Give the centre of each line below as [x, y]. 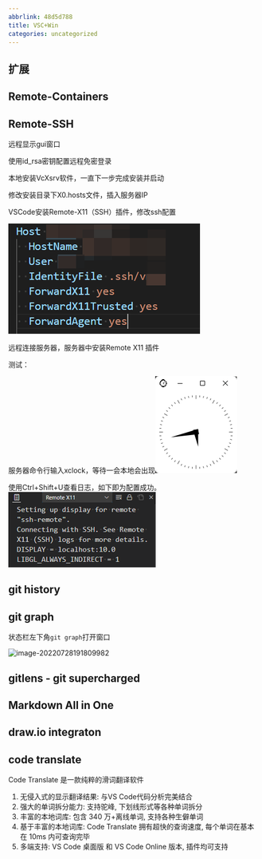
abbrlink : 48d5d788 [41, 17]
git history [35, 590]
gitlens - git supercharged [74, 678]
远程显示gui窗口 [35, 144]
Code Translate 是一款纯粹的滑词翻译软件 [76, 780]
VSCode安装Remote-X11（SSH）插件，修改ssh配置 [92, 212]
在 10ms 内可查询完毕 [55, 837]
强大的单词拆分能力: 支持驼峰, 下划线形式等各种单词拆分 [111, 807]
